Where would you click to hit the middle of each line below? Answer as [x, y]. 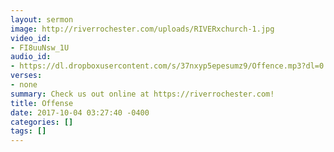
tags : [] [28, 131]
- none [24, 85]
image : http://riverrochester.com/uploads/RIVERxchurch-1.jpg [142, 29]
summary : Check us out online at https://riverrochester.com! [142, 94]
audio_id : [31, 57]
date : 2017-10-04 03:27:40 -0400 [80, 112]
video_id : [31, 38]
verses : [26, 76]
